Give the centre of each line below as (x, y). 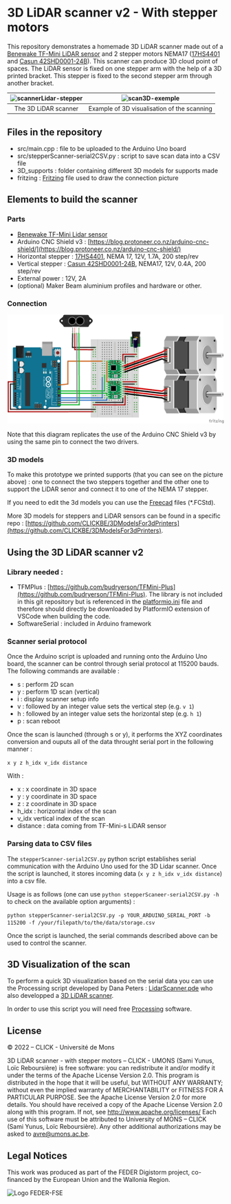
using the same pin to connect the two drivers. (73, 441)
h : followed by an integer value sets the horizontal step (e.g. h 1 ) (109, 714)
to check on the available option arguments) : (71, 901)
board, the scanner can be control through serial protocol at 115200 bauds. (113, 664)
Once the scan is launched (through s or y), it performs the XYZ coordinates (115, 734)
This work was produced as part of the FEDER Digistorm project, (99, 1172)
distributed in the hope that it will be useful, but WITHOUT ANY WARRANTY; (115, 1083)
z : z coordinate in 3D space (57, 804)
